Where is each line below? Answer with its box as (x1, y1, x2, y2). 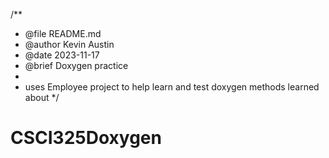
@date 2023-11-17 (24, 49, 100, 61)
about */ (24, 92, 60, 103)
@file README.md (24, 28, 102, 39)
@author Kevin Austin (24, 39, 115, 50)
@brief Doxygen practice (24, 60, 129, 71)
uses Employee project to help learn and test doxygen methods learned (24, 81, 320, 93)
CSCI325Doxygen (10, 127, 162, 149)
